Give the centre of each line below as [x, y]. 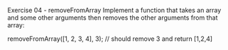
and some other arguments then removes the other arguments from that [113, 18]
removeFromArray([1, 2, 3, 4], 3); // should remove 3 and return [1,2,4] [110, 39]
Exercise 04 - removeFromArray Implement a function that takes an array [114, 10]
